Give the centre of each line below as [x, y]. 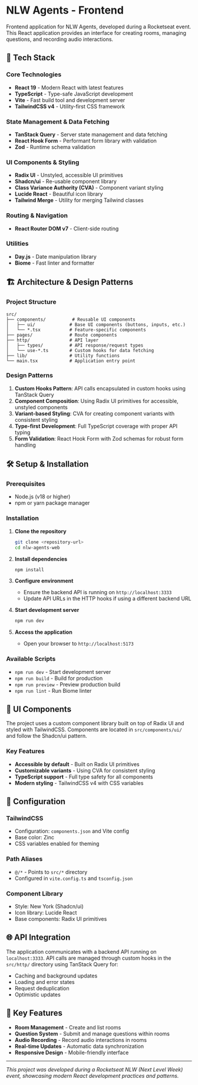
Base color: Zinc [34, 838]
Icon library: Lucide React [46, 913]
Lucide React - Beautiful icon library [59, 194]
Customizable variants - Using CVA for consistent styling [85, 770]
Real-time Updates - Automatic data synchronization [79, 1046]
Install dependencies [41, 559]
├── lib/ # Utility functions [63, 356]
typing [22, 432]
